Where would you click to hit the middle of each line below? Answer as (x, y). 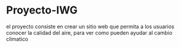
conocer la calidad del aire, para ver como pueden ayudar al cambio (89, 32)
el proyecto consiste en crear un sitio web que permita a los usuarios (90, 26)
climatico (17, 39)
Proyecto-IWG (42, 10)
